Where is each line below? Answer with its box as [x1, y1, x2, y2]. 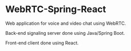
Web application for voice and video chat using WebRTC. [5, 20, 126, 26]
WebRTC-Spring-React [5, 4, 106, 15]
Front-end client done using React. [5, 39, 79, 46]
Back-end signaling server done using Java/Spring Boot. [5, 30, 125, 36]
